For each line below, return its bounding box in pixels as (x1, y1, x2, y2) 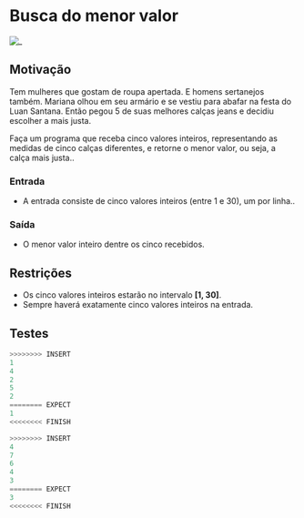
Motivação (9, 62, 72, 77)
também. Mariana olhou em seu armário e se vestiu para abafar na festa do (9, 96, 292, 107)
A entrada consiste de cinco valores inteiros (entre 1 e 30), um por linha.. (22, 196, 296, 207)
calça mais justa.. (9, 152, 75, 163)
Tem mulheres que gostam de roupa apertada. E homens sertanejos (9, 86, 265, 96)
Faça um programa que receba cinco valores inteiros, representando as (9, 133, 278, 144)
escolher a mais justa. (9, 115, 92, 126)
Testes (9, 325, 49, 341)
